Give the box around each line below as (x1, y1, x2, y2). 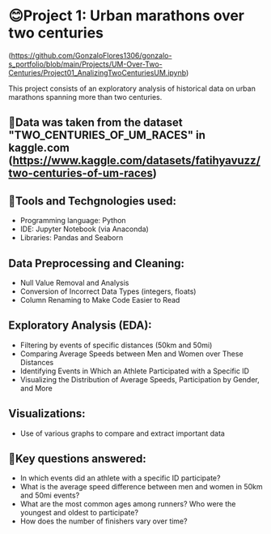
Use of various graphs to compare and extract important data (19, 428, 225, 438)
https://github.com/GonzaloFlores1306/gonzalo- (11, 50, 172, 60)
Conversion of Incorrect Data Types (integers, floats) (19, 286, 197, 296)
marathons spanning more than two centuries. (8, 92, 163, 101)
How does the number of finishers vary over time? (19, 516, 188, 526)
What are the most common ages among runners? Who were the (19, 499, 236, 509)
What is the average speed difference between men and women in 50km (19, 482, 263, 492)
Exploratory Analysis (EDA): (8, 319, 152, 333)
